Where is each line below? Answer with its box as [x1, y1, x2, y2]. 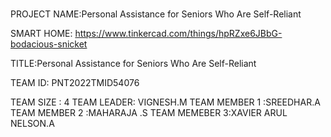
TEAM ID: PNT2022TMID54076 [10, 77, 140, 89]
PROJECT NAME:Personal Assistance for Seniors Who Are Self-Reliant [10, 8, 302, 20]
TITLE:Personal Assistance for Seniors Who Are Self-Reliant [10, 58, 257, 70]
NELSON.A [10, 118, 55, 130]
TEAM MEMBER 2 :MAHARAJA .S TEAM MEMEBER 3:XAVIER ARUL [10, 107, 288, 119]
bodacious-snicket [10, 38, 88, 50]
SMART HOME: [10, 28, 73, 40]
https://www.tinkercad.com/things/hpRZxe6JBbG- [74, 28, 283, 40]
